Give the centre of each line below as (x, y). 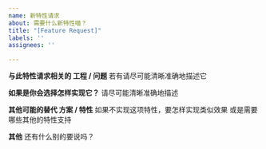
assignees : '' (32, 45)
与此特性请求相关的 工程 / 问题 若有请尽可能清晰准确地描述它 (108, 76)
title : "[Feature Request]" (55, 30)
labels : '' (26, 38)
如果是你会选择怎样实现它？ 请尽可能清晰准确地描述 (93, 93)
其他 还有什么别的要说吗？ (51, 137)
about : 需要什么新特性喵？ (48, 23)
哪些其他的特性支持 (40, 120)
